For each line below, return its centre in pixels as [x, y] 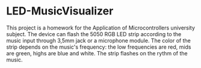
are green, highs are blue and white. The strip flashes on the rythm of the [97, 53]
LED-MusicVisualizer [60, 11]
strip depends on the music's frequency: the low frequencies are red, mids [99, 47]
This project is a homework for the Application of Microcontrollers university [101, 28]
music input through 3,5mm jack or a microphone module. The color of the [98, 40]
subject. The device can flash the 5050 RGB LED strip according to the [94, 34]
